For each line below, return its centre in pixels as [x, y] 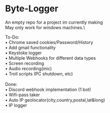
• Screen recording [25, 63]
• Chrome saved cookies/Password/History [49, 42]
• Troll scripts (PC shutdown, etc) [39, 74]
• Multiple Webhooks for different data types [51, 58]
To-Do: [12, 37]
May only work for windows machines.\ [45, 27]
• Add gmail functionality [30, 47]
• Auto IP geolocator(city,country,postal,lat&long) [55, 100]
